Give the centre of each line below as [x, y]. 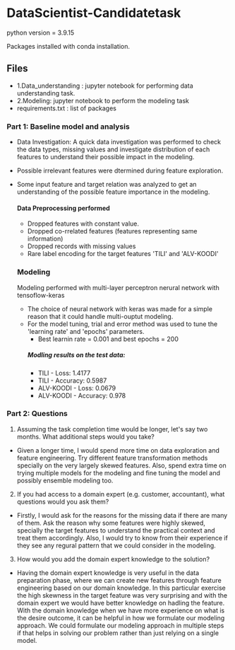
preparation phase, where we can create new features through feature [119, 580]
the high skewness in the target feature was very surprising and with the [122, 595]
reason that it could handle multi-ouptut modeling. [100, 316]
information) [45, 239]
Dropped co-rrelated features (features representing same [112, 231]
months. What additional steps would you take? [85, 436]
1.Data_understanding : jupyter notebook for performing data [105, 86]
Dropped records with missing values [82, 246]
